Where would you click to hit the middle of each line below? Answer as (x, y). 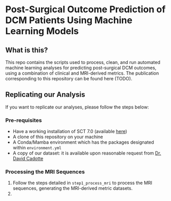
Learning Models (42, 31)
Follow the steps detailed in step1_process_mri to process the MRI (82, 183)
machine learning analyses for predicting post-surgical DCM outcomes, (81, 68)
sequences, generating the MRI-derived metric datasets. (72, 188)
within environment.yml (37, 148)
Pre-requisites (24, 120)
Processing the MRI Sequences (45, 172)
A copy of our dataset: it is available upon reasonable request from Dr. (87, 153)
